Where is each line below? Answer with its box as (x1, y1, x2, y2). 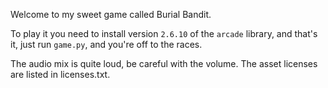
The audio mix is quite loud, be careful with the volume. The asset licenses (10, 58, 318, 69)
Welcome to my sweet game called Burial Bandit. (10, 9, 212, 20)
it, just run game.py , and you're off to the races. (10, 39, 203, 50)
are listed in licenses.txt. (10, 69, 111, 80)
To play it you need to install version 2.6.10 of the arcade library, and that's (10, 28, 318, 39)
